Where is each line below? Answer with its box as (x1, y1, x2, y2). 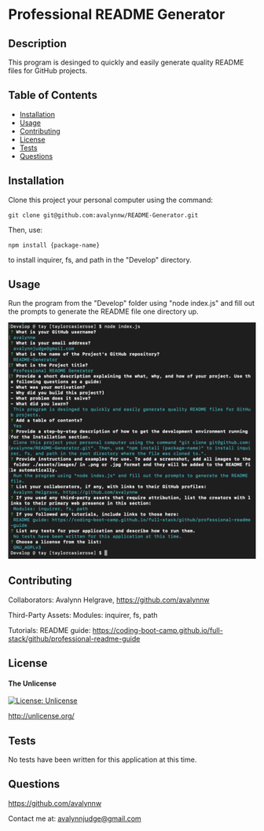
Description (8, 37, 67, 50)
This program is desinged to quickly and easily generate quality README (8, 57, 244, 67)
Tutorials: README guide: (8, 625, 91, 634)
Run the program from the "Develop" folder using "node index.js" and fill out (8, 299, 255, 308)
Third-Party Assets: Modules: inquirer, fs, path (8, 610, 159, 620)
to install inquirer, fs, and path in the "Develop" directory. (8, 255, 192, 264)
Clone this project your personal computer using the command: (8, 195, 214, 204)
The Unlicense (8, 678, 57, 688)
